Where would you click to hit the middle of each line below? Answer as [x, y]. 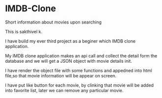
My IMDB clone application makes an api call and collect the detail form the [81, 56]
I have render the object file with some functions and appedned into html [79, 70]
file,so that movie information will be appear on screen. [61, 75]
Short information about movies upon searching [54, 22]
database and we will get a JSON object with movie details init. [69, 61]
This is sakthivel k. [24, 31]
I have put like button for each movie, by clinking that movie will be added [79, 85]
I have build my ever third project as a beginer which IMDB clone [70, 41]
